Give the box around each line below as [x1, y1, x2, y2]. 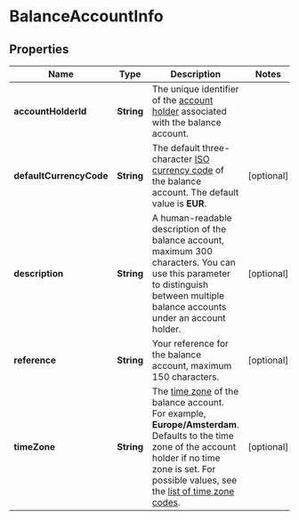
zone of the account [151, 441, 237, 452]
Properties [9, 42, 69, 57]
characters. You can [151, 256, 236, 268]
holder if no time [151, 452, 221, 464]
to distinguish [151, 278, 209, 291]
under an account [151, 312, 226, 324]
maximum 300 [151, 245, 214, 257]
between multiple [151, 290, 225, 301]
